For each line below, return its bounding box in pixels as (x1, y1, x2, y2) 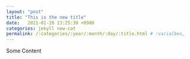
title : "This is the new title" (6, 14, 86, 20)
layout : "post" (6, 8, 44, 15)
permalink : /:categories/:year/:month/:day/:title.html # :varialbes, (6, 31, 185, 37)
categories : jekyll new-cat (6, 25, 76, 32)
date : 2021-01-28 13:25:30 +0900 (6, 20, 95, 26)
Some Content (6, 47, 42, 54)
